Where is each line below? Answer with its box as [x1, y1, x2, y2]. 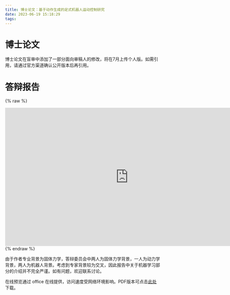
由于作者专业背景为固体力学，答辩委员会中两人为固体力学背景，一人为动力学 [5, 256, 160, 262]
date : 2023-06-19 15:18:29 [5, 12, 60, 17]
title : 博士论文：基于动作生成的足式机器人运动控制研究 [5, 7, 105, 12]
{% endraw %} [5, 246, 35, 252]
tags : [5, 16, 16, 21]
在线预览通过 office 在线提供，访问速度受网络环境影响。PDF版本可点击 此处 [5, 279, 157, 285]
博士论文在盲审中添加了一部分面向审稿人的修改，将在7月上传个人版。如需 [5, 56, 154, 62]
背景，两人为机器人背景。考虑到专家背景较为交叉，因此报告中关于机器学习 [5, 262, 156, 268]
